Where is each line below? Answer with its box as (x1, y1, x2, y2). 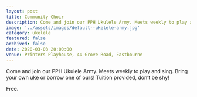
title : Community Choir (6, 14, 64, 20)
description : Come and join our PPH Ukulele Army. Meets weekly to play (6, 19, 188, 25)
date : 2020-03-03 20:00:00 (6, 46, 72, 52)
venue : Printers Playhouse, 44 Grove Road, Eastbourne (6, 52, 143, 58)
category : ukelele (6, 30, 51, 36)
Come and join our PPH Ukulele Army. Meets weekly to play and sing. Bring (6, 67, 188, 74)
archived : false (6, 41, 46, 47)
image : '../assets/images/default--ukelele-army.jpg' (6, 24, 141, 31)
